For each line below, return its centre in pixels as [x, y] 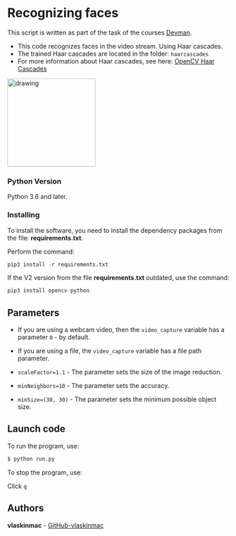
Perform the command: [41, 251]
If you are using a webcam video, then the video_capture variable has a [121, 330]
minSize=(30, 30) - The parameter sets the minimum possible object [117, 399]
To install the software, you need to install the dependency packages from [115, 230]
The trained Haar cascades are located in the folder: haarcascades [113, 54]
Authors [26, 508]
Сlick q [17, 486]
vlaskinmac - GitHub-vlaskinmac [56, 525]
